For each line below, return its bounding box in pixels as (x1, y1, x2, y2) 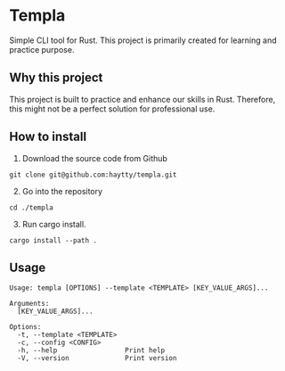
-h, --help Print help (17, 346, 166, 355)
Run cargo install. (21, 218, 86, 229)
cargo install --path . (9, 235, 98, 245)
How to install (9, 129, 87, 144)
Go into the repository (21, 185, 103, 196)
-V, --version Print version (17, 354, 177, 363)
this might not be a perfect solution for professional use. (9, 103, 216, 114)
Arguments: (9, 300, 50, 309)
